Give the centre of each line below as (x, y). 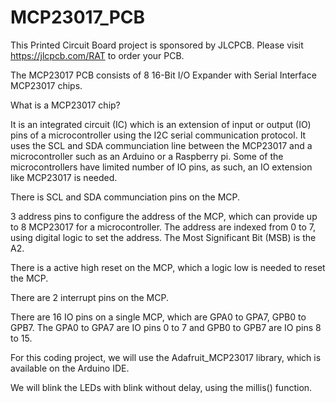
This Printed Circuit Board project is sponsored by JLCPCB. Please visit (157, 45)
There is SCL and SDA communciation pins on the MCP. (125, 197)
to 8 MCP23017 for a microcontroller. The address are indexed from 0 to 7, (163, 227)
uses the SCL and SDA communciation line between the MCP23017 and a (161, 145)
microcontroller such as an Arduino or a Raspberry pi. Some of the (147, 156)
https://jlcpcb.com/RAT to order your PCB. (97, 55)
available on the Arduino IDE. (70, 368)
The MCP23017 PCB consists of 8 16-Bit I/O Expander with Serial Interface (163, 75)
